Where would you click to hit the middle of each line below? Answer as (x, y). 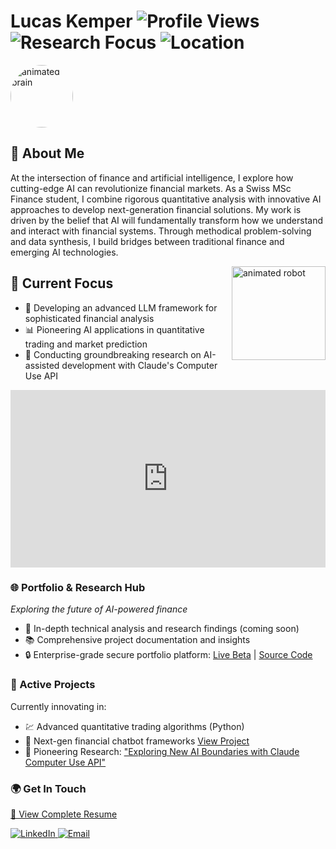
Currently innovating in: (58, 706)
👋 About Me (47, 153)
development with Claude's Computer (139, 365)
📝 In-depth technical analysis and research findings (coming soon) (162, 629)
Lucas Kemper (71, 21)
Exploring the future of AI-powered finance (99, 609)
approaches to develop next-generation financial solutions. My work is (156, 209)
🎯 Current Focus (62, 283)
